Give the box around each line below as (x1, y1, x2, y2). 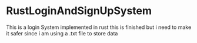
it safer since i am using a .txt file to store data (6, 29, 118, 37)
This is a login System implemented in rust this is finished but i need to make (6, 24, 192, 31)
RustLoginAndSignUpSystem (6, 4, 152, 18)
